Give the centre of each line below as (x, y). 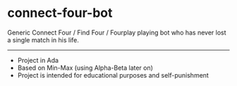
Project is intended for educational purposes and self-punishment (113, 75)
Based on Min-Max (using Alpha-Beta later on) (85, 68)
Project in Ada (38, 60)
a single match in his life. (43, 39)
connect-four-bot (60, 13)
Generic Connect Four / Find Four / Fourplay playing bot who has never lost (117, 32)
